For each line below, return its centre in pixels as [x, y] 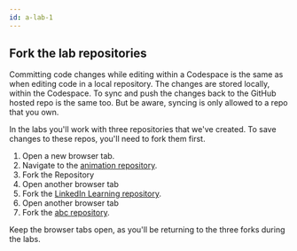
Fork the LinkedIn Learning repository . [92, 194]
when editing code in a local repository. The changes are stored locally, [140, 84]
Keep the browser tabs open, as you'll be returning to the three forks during [147, 230]
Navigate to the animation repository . [90, 166]
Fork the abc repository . [66, 213]
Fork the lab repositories [78, 54]
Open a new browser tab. [68, 156]
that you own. [34, 113]
